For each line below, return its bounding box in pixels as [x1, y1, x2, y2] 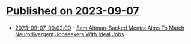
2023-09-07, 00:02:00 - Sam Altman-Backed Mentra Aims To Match [14, 24, 185, 31]
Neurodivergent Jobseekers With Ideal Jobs [14, 30, 124, 37]
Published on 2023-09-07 [6, 4, 139, 18]
